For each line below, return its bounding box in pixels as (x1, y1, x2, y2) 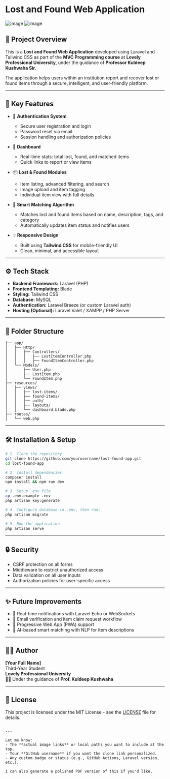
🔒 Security (5, 545, 39, 554)
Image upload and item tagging (20, 186, 86, 192)
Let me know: (5, 737, 33, 743)
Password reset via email (20, 128, 72, 134)
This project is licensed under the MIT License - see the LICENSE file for (5, 709, 156, 715)
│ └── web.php (5, 416, 39, 422)
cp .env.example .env (5, 493, 51, 499)
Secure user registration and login (20, 123, 91, 129)
